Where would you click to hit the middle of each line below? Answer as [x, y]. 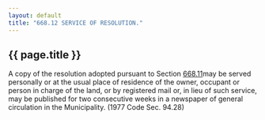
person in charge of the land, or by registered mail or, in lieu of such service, [132, 91]
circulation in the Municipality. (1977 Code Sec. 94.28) [96, 107]
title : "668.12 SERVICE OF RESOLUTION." [76, 23]
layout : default [35, 15]
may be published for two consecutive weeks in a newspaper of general [126, 99]
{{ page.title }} [45, 55]
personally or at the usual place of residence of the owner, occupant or [124, 82]
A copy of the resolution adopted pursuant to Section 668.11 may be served [130, 74]
